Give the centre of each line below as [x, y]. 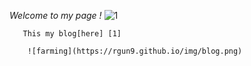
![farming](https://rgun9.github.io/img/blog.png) [135, 51]
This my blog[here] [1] [72, 34]
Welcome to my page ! [55, 15]
